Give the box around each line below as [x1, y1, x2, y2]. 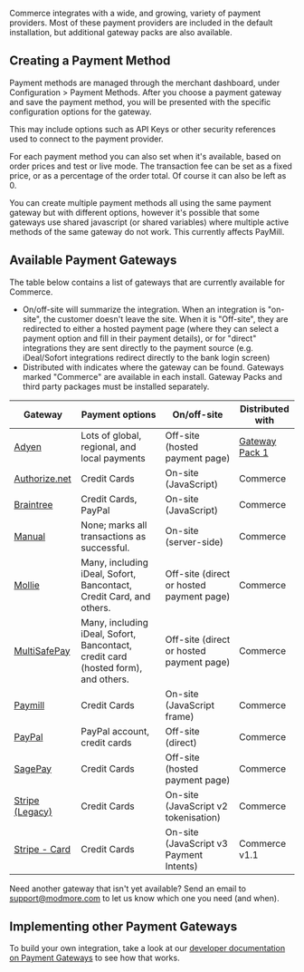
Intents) [165, 860, 198, 872]
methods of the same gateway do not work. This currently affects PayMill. [9, 226, 285, 237]
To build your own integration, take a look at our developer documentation [9, 943, 286, 954]
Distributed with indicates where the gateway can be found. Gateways [22, 362, 285, 373]
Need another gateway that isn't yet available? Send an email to [9, 883, 247, 894]
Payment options [81, 408, 157, 421]
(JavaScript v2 [165, 800, 228, 812]
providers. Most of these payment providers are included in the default [9, 17, 273, 28]
